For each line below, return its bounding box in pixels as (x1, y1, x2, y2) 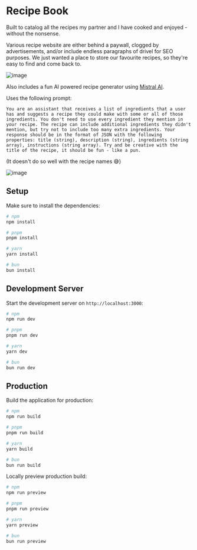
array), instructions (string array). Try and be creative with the (6, 142, 178, 148)
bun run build (6, 462, 41, 468)
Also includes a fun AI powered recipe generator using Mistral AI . (6, 83, 165, 90)
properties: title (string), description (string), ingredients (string (6, 137, 189, 143)
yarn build (6, 446, 33, 452)
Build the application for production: (6, 397, 93, 404)
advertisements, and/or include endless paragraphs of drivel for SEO (6, 47, 173, 54)
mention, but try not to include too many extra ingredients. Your (6, 126, 176, 132)
